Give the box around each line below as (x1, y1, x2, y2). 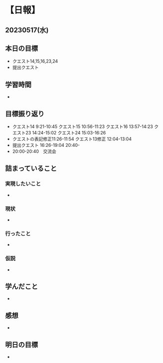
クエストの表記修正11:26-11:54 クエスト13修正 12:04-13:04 (12, 136, 132, 142)
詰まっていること (5, 164, 57, 173)
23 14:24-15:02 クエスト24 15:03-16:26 (25, 130, 106, 136)
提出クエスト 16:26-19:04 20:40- (12, 142, 80, 148)
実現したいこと (5, 181, 41, 187)
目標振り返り (5, 110, 45, 118)
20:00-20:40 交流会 (12, 148, 57, 154)
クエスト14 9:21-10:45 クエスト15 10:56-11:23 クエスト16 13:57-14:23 (12, 123, 153, 129)
